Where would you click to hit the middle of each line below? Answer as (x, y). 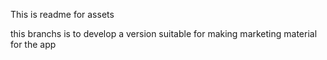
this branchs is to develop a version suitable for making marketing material (164, 33)
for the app (33, 44)
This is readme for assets (62, 14)
